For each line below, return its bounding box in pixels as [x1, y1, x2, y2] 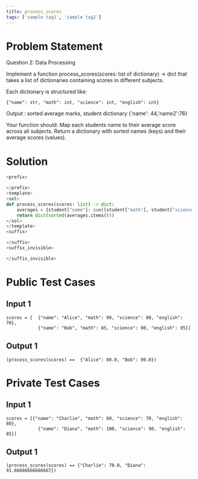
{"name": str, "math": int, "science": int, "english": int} [6, 100, 160, 106]
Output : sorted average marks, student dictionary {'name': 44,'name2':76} [6, 110, 187, 117]
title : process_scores [6, 8, 62, 15]
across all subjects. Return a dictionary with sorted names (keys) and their [6, 128, 187, 135]
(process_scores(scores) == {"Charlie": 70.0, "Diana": [6, 462, 146, 468]
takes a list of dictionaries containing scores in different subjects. [6, 77, 164, 84]
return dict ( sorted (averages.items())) [16, 212, 115, 219]
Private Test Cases [6, 376, 100, 390]
